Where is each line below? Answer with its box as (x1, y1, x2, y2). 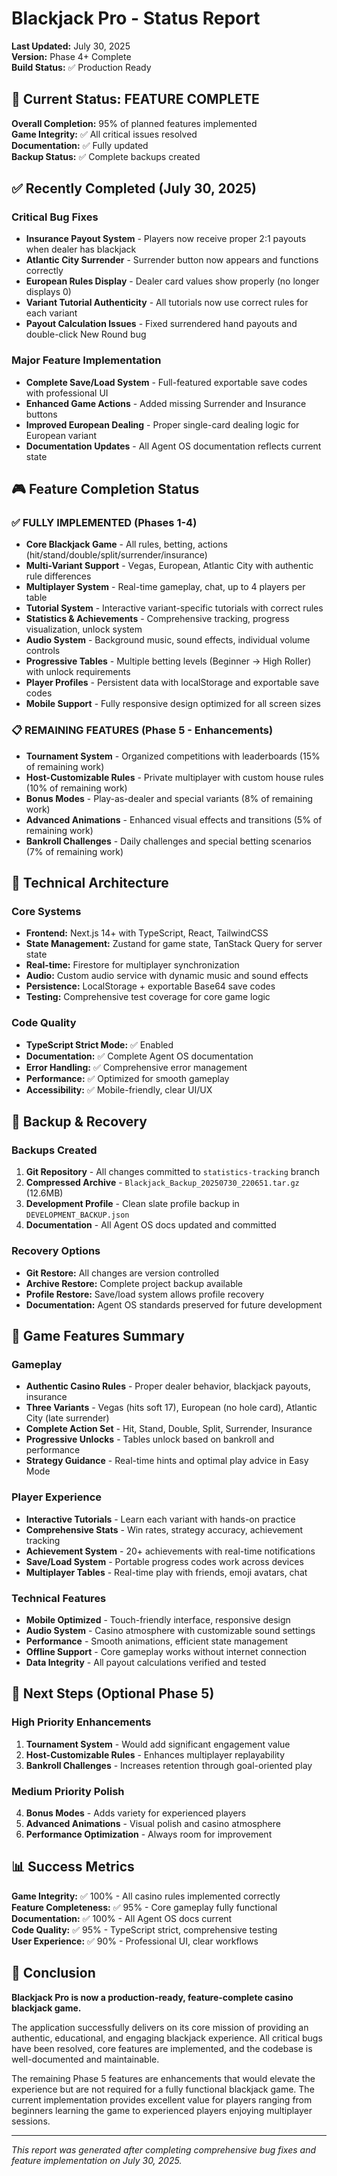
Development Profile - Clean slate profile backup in (25, 1198, 240, 1210)
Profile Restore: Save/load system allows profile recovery (25, 1288, 265, 1300)
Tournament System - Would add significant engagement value (25, 1738, 291, 1750)
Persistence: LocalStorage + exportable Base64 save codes (25, 980, 276, 992)
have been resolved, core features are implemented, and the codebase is (11, 2042, 313, 2054)
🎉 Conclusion (11, 1965, 96, 1982)
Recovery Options (11, 1244, 101, 1258)
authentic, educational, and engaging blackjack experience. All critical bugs (11, 2032, 323, 2044)
